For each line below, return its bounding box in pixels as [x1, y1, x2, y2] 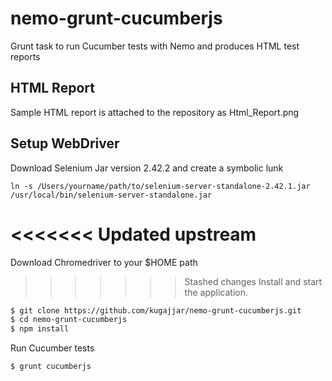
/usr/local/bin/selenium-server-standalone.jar [10, 190, 213, 200]
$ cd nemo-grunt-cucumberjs [10, 315, 128, 325]
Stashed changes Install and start [184, 275, 323, 287]
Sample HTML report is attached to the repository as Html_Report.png [10, 106, 300, 118]
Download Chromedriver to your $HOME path [10, 256, 198, 268]
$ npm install [10, 324, 70, 334]
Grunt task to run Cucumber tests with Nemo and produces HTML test [10, 40, 300, 52]
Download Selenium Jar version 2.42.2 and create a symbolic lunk [10, 162, 284, 174]
